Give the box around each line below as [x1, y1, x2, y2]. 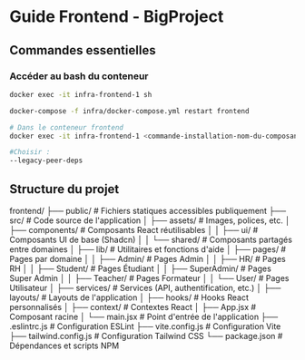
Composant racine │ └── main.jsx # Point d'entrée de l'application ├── [9, 311, 279, 322]
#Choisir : [9, 148, 51, 157]
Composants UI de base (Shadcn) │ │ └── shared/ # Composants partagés [9, 234, 293, 245]
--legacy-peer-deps [9, 156, 84, 165]
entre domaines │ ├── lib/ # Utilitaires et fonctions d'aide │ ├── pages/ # [9, 243, 287, 255]
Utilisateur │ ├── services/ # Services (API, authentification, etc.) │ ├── [9, 282, 281, 293]
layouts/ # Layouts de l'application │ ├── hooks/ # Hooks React [9, 292, 250, 303]
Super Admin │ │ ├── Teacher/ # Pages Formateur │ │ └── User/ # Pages [9, 272, 290, 283]
